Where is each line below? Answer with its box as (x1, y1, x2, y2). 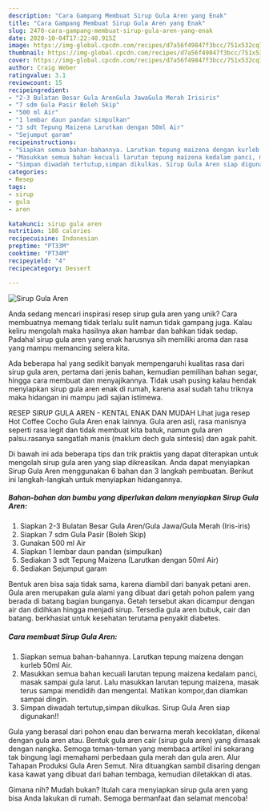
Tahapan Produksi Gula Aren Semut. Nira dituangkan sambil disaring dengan (8, 761, 261, 771)
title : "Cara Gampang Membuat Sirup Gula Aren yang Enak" (8, 19, 206, 27)
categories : (8, 168, 48, 176)
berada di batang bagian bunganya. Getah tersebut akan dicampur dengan (8, 596, 255, 606)
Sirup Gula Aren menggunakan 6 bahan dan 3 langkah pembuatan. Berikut (8, 466, 254, 476)
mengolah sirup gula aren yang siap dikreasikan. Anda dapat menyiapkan (8, 457, 251, 467)
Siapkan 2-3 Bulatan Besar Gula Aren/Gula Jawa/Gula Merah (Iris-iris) (19, 521, 251, 531)
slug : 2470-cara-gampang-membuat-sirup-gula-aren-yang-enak (8, 26, 214, 34)
